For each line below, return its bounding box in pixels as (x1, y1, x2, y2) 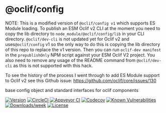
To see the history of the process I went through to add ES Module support (5, 72, 160, 78)
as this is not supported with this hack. (13, 62, 93, 68)
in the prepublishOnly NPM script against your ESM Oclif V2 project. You (5, 51, 155, 58)
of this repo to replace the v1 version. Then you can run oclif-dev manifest (5, 46, 161, 52)
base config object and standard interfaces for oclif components (5, 87, 139, 93)
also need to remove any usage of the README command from (5, 57, 136, 63)
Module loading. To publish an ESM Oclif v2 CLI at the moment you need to (5, 25, 160, 31)
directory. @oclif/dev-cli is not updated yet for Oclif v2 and (5, 36, 129, 42)
